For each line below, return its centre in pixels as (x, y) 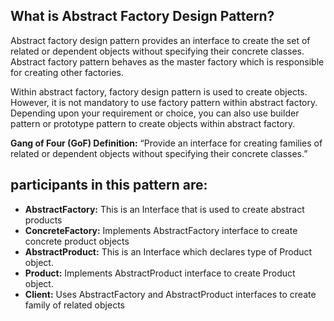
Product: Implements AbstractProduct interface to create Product (160, 273)
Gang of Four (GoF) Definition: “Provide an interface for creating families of (166, 143)
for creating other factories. (67, 72)
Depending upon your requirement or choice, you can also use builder (155, 113)
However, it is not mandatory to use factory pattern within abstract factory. (164, 102)
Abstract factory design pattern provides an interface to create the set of (160, 40)
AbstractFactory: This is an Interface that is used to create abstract (164, 209)
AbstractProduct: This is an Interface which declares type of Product (168, 251)
